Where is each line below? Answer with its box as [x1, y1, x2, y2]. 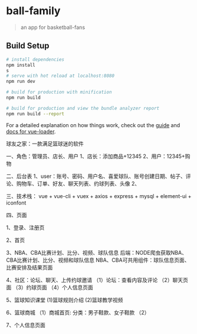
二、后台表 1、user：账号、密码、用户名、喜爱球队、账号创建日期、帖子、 [6, 173, 186, 180]
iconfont [6, 199, 27, 206]
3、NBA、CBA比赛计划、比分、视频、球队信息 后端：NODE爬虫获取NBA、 [6, 249, 188, 256]
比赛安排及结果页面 [6, 264, 53, 271]
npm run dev [6, 79, 35, 85]
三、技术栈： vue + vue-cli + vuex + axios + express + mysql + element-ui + [6, 192, 192, 199]
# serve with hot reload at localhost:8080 [6, 73, 115, 79]
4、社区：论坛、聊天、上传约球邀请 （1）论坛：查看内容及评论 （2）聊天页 [6, 276, 189, 283]
